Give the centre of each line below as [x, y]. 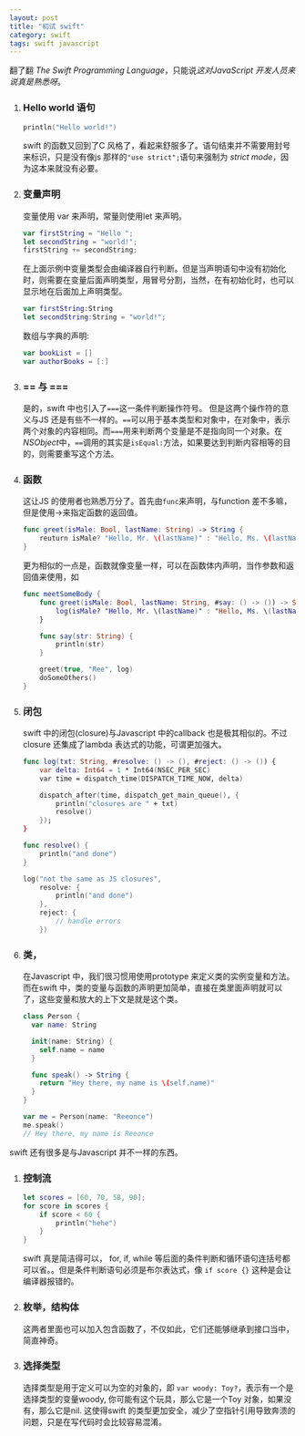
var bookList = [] [57, 353]
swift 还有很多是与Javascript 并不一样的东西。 [97, 1152]
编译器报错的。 [51, 1281]
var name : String [64, 1025]
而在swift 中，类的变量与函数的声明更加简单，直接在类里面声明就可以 [152, 988]
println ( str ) [81, 645]
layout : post [34, 18]
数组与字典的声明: [56, 336]
